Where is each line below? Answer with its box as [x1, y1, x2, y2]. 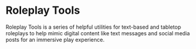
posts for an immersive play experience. [5, 36, 105, 43]
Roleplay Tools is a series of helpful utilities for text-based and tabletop [5, 23, 181, 30]
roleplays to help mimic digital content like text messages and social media [5, 29, 190, 36]
